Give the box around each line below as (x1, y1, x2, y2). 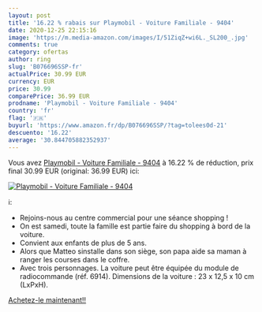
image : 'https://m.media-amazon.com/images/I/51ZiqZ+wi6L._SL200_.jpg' (8, 33, 249, 42)
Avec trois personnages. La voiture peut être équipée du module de (19, 263, 239, 273)
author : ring (8, 56, 51, 64)
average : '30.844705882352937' (8, 136, 111, 144)
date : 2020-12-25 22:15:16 (8, 26, 97, 34)
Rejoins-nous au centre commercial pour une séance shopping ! (19, 213, 229, 222)
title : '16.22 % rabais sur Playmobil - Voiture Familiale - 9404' (8, 19, 235, 27)
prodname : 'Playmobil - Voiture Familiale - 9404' (8, 99, 178, 107)
